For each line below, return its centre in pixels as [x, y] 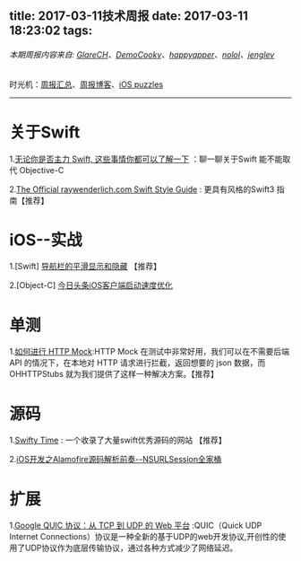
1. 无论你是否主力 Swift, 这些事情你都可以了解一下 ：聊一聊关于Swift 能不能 [146, 159]
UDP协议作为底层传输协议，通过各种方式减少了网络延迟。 [131, 548]
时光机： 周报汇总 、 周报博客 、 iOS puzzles [86, 84]
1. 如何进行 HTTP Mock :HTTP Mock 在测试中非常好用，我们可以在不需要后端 [149, 352]
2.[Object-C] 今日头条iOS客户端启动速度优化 [91, 285]
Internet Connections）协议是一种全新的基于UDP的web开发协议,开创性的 [144, 537]
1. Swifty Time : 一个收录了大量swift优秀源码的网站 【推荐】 [118, 440]
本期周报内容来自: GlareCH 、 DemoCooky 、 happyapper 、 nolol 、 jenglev [142, 54]
